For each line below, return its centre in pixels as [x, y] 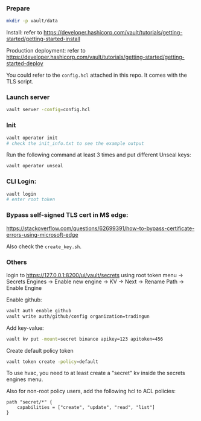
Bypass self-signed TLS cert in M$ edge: [67, 215]
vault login [21, 194]
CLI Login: [21, 181]
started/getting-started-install [43, 39]
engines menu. [25, 379]
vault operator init [32, 138]
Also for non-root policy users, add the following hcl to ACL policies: [91, 391]
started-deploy [25, 63]
